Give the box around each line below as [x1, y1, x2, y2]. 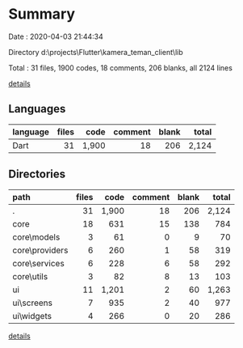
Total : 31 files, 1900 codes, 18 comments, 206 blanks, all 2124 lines [8, 62, 233, 73]
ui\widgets [12, 310, 52, 321]
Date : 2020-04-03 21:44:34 [8, 32, 103, 41]
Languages [8, 102, 66, 116]
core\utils [12, 270, 48, 282]
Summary [8, 5, 75, 23]
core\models [12, 231, 61, 243]
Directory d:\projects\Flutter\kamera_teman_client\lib [8, 47, 183, 57]
